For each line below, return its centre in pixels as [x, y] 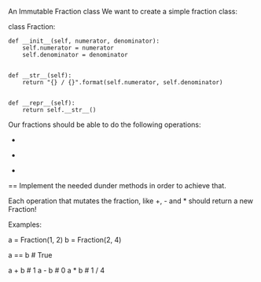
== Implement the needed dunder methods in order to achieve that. [117, 186]
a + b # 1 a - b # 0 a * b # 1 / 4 [56, 270]
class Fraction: [32, 26]
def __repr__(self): [42, 103]
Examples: [25, 224]
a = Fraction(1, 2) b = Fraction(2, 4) [65, 240]
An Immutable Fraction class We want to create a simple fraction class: [123, 11]
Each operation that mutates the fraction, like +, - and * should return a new [131, 201]
